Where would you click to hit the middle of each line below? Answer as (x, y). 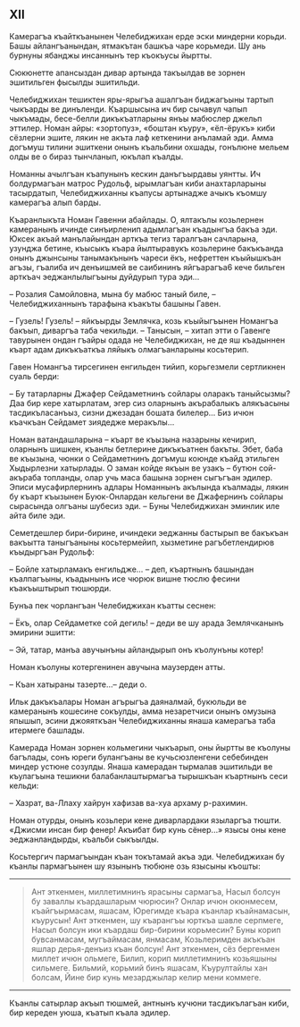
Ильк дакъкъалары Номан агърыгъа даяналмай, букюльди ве (128, 701)
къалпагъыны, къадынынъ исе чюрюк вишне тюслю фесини (125, 578)
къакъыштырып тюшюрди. (60, 588)
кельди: (24, 785)
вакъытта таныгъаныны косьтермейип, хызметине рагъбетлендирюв (142, 542)
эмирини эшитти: (42, 632)
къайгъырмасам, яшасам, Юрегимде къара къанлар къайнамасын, (160, 911)
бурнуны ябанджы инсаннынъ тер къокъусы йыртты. (111, 55)
